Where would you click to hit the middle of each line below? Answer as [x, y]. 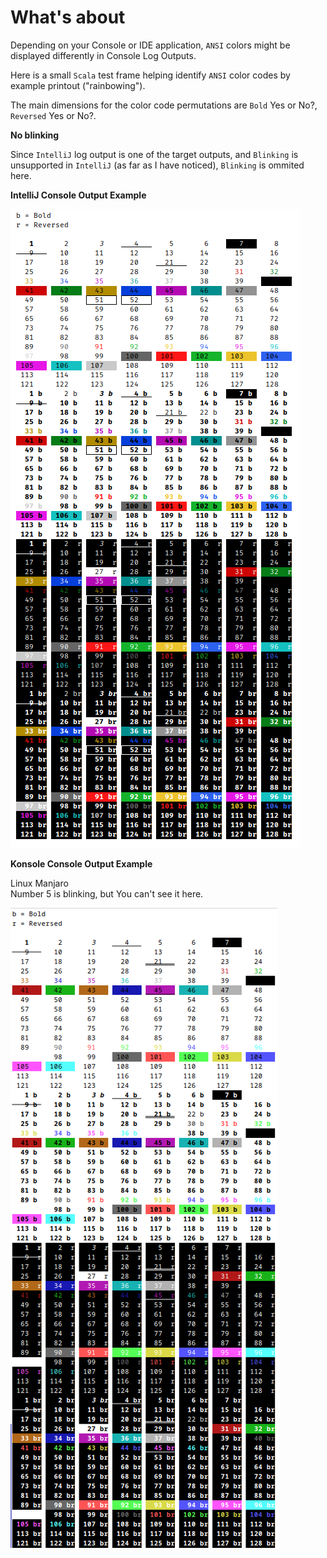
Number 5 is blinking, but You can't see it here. [107, 893]
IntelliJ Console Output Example [78, 195]
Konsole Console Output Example [81, 863]
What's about [68, 17]
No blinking [35, 135]
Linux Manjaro [39, 883]
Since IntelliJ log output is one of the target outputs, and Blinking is [154, 154]
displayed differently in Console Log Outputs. [103, 55]
